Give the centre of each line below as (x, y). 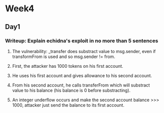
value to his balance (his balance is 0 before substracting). (71, 90)
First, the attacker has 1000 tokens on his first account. (68, 66)
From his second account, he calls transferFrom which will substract (81, 85)
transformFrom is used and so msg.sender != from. (64, 56)
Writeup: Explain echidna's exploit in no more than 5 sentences (82, 41)
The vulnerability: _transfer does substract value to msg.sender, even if (84, 51)
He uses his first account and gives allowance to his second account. (82, 75)
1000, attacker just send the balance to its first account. (68, 105)
